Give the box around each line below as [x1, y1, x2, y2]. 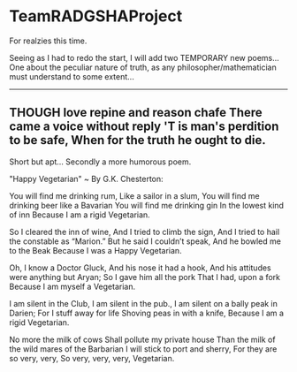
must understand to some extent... [9, 71, 134, 81]
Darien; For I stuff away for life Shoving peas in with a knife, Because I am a [9, 307, 285, 318]
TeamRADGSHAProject [9, 6, 183, 27]
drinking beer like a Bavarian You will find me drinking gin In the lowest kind [9, 200, 285, 210]
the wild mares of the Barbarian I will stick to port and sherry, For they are [9, 343, 278, 354]
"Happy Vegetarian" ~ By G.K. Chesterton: [9, 173, 164, 184]
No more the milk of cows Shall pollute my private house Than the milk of [9, 334, 276, 345]
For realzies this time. [9, 35, 88, 46]
